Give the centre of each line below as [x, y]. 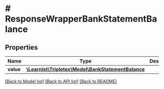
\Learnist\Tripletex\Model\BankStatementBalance [85, 69]
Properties [21, 47]
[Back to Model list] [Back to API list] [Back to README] [61, 81]
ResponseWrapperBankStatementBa [81, 19]
